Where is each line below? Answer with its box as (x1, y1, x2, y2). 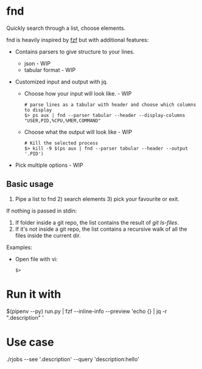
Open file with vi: (15, 255, 58, 262)
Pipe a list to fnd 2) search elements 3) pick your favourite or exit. (15, 195, 179, 202)
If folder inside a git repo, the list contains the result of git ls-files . (15, 219, 179, 226)
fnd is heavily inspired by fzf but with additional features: (6, 36, 149, 43)
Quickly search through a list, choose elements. (6, 24, 126, 32)
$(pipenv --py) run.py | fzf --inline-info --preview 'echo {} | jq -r (6, 307, 167, 315)
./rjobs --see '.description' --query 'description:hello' (6, 355, 140, 363)
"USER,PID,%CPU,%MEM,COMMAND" (24, 118, 102, 124)
